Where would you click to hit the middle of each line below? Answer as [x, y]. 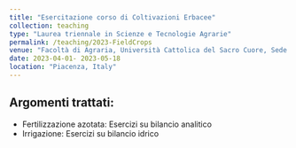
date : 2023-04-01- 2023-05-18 [65, 58]
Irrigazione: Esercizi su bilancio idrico [90, 133]
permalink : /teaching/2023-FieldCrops [81, 42]
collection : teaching [49, 26]
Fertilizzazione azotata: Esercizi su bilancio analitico [117, 124]
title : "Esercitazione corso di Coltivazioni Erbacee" [113, 17]
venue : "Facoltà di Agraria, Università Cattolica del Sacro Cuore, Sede [148, 51]
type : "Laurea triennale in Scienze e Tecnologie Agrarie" [121, 34]
